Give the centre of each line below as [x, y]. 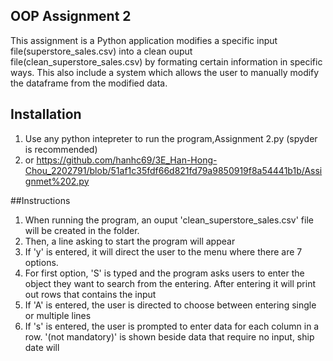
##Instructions [40, 200]
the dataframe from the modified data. [89, 83]
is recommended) [61, 149]
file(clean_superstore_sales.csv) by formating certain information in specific [166, 61]
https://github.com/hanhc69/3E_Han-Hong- [127, 160]
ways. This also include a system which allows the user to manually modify [165, 72]
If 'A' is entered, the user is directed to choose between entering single [170, 305]
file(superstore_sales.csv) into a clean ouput [101, 51]
